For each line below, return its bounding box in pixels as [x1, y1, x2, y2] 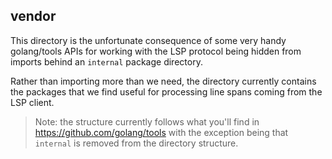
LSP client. [10, 96, 55, 108]
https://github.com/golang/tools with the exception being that [34, 126, 289, 138]
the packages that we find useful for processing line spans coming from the [10, 85, 323, 98]
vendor [10, 8, 57, 25]
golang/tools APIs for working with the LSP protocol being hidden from [10, 45, 302, 57]
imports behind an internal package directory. [10, 55, 203, 68]
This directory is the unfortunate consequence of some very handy [10, 34, 287, 46]
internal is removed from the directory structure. [34, 137, 239, 149]
